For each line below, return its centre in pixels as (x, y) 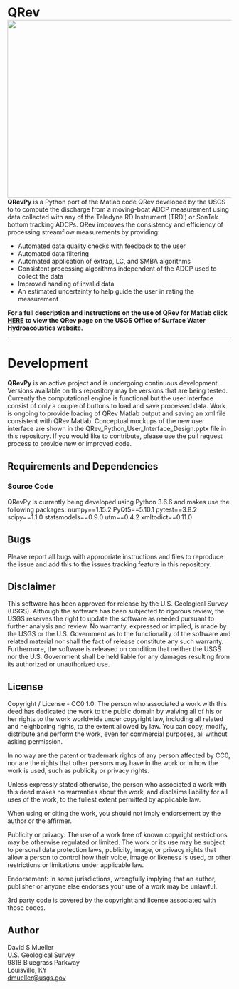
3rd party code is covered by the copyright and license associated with (112, 900)
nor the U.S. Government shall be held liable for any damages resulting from (118, 657)
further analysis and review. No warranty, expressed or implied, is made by (117, 626)
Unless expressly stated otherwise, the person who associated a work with (117, 785)
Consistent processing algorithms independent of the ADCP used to (117, 269)
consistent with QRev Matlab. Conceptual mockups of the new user (106, 421)
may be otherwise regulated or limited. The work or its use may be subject (116, 842)
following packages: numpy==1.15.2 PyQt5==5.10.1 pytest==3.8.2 (102, 509)
